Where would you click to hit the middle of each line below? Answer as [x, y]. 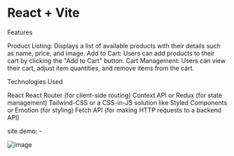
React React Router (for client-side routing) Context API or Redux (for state [115, 95]
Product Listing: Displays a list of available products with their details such [114, 45]
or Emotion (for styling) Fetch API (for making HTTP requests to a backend [115, 110]
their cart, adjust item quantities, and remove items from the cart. [101, 68]
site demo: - [25, 131]
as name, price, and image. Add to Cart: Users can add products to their [111, 53]
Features [20, 32]
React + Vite [44, 13]
